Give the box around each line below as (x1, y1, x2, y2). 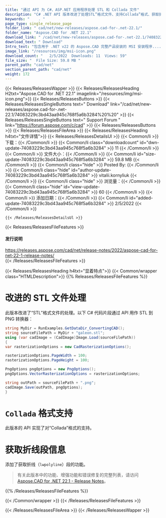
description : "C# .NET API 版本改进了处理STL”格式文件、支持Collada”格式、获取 (5, 12, 159, 17)
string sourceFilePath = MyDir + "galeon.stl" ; (5, 330, 105, 335)
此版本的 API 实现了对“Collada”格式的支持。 (5, 425, 94, 431)
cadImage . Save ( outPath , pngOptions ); (5, 385, 83, 390)
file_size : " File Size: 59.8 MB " (5, 58, 81, 63)
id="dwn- (139, 139, 160, 145)
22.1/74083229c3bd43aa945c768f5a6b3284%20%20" (5, 111, 119, 117)
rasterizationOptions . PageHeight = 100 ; (5, 358, 90, 363)
